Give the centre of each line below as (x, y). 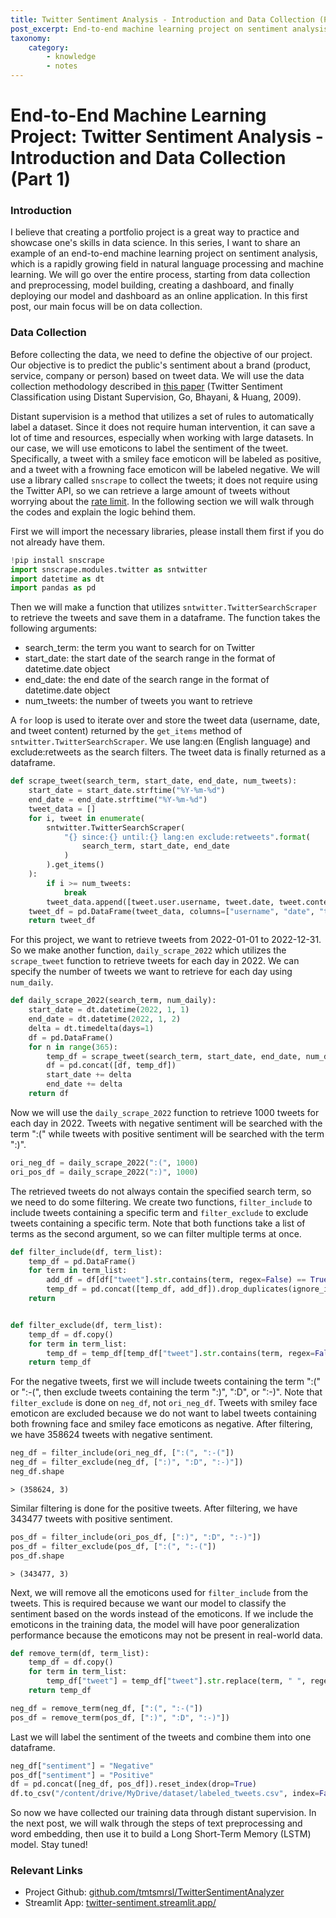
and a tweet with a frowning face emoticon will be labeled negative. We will (165, 469)
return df (49, 1094)
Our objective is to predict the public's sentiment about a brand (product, (161, 365)
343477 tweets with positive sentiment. (91, 1518)
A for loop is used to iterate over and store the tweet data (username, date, (165, 720)
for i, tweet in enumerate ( (86, 818)
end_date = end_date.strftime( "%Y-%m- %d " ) (118, 800)
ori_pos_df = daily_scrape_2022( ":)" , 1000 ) (104, 1172)
